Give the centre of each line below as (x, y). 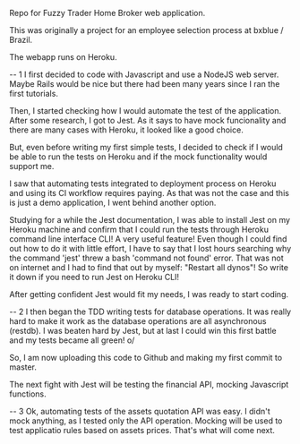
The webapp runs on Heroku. (64, 57)
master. (23, 367)
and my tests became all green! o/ (72, 340)
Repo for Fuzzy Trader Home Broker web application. (107, 13)
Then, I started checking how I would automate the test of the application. (146, 111)
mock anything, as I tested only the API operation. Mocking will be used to (146, 421)
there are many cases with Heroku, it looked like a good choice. (126, 130)
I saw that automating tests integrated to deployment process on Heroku (143, 184)
